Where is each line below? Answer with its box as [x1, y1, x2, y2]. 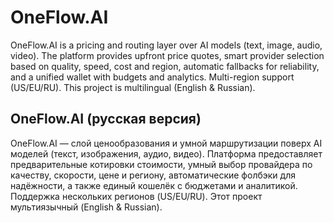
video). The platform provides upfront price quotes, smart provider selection [10, 49, 325, 61]
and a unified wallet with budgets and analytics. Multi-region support [10, 71, 295, 83]
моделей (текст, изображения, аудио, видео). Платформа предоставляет [10, 147, 323, 160]
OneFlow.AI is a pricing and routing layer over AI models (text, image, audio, [10, 39, 323, 51]
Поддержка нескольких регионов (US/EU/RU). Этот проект [10, 190, 263, 202]
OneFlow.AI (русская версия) [10, 111, 202, 128]
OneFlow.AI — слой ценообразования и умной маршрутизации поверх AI [10, 137, 323, 149]
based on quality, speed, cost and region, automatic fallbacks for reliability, [10, 60, 320, 72]
